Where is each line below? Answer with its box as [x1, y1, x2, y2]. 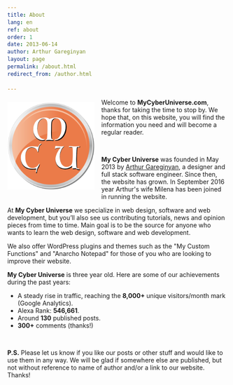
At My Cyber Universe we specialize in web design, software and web [7, 205, 211, 214]
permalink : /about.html [7, 63, 77, 70]
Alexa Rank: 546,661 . [17, 306, 80, 315]
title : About [7, 11, 45, 18]
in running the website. [101, 192, 168, 201]
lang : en [7, 18, 33, 26]
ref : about [7, 26, 39, 33]
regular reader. [101, 128, 144, 136]
